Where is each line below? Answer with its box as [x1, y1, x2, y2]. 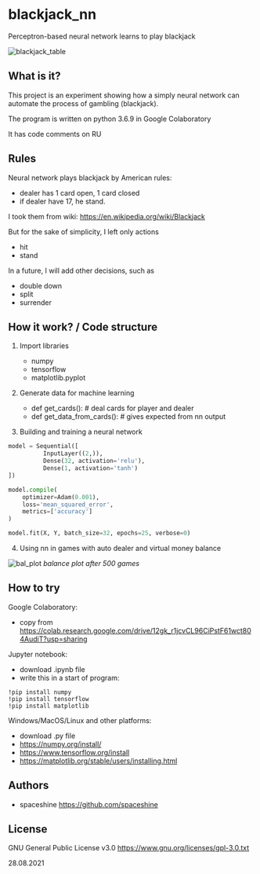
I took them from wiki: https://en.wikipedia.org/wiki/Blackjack [8, 211, 206, 221]
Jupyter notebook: [8, 649, 68, 659]
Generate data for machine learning [19, 388, 135, 398]
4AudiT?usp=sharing [19, 634, 88, 644]
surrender [19, 297, 52, 307]
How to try [8, 582, 60, 595]
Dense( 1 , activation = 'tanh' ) [42, 465, 139, 472]
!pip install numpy [8, 688, 72, 696]
